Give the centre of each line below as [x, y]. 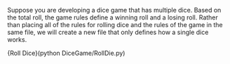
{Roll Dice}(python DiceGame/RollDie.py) [66, 53]
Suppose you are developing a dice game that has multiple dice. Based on [114, 10]
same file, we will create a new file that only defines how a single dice [108, 32]
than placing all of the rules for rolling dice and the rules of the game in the [115, 25]
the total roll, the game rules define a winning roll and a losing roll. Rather [113, 17]
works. [17, 40]
